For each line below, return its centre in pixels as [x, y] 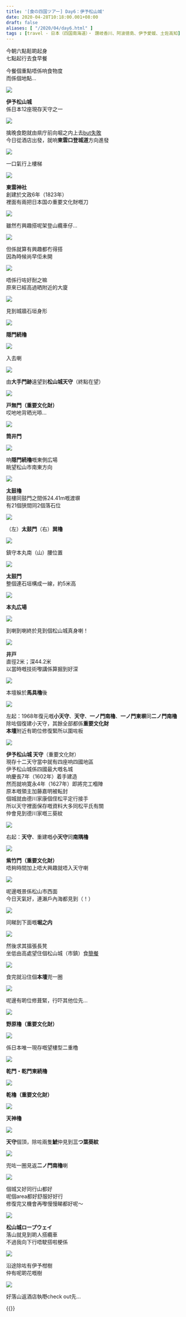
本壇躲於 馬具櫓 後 [27, 692]
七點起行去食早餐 [27, 58]
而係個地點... [21, 78]
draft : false [22, 22]
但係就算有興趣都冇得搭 [34, 249]
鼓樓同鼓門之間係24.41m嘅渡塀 [43, 498]
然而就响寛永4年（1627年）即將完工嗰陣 [55, 784]
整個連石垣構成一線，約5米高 [41, 583]
